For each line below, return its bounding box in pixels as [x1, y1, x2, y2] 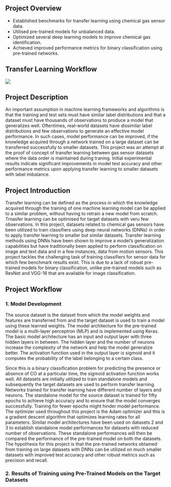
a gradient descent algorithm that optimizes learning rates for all [5, 414, 140, 420]
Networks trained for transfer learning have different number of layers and [5, 387, 162, 393]
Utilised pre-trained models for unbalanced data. [12, 28, 116, 35]
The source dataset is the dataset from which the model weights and [5, 312, 150, 318]
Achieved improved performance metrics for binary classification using [12, 44, 162, 50]
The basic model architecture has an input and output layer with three [5, 334, 152, 340]
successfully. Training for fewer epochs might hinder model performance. [5, 403, 160, 409]
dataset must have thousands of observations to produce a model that [5, 117, 153, 123]
